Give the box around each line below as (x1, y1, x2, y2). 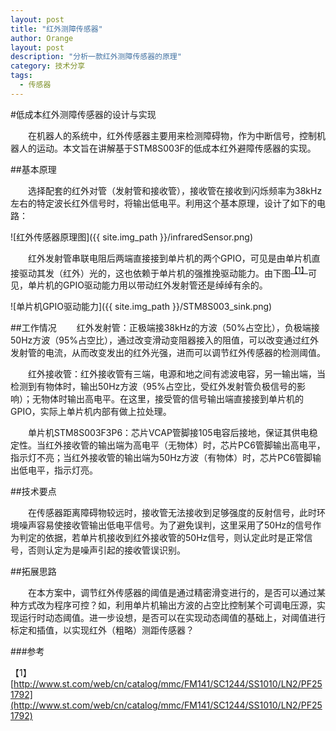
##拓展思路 (10, 566, 57, 578)
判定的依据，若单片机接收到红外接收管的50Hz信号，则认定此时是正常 (18, 532, 305, 544)
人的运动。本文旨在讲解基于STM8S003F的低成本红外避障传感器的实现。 (18, 142, 317, 154)
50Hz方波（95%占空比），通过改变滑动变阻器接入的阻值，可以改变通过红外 (10, 334, 320, 346)
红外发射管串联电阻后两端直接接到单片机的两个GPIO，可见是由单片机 (27, 252, 312, 264)
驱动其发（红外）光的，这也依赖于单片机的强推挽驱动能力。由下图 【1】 (18, 265, 309, 279)
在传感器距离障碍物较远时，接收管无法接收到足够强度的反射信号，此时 (27, 507, 317, 519)
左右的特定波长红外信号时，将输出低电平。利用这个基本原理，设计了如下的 (10, 197, 317, 209)
